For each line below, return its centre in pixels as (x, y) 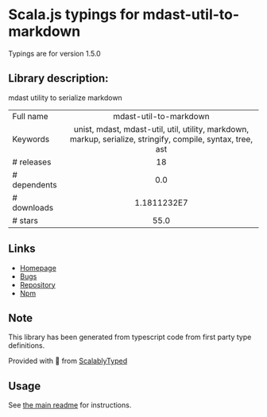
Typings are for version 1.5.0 (54, 53)
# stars (25, 220)
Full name (31, 116)
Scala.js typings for (74, 15)
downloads (33, 207)
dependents (35, 184)
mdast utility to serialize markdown (66, 98)
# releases (32, 162)
